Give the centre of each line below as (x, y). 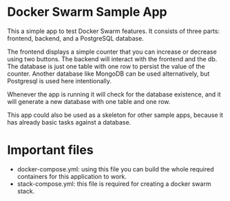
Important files (51, 150)
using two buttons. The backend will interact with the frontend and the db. (112, 59)
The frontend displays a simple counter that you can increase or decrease (112, 52)
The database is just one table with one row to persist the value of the (106, 66)
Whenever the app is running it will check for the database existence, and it (114, 94)
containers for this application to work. (72, 176)
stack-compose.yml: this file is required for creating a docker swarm (114, 184)
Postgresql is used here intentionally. (59, 81)
